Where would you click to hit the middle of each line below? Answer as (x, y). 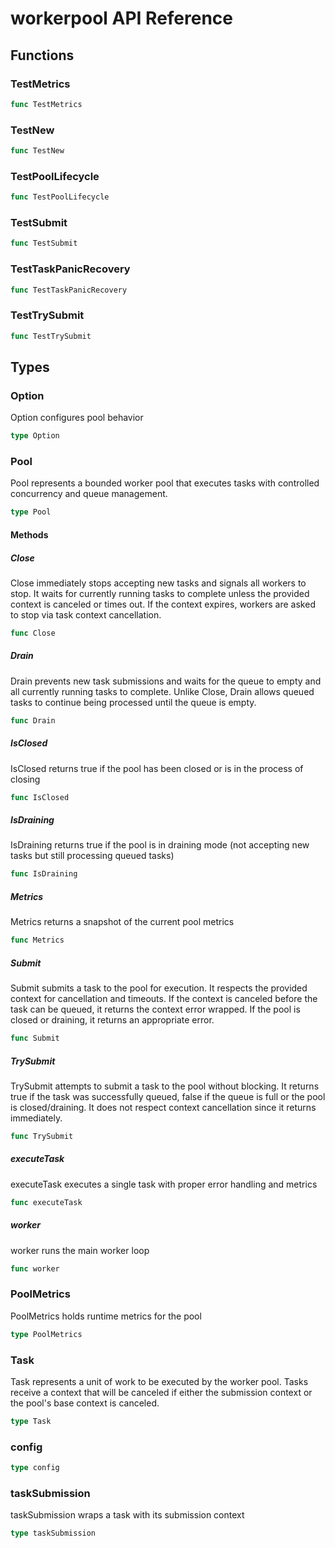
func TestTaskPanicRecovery (69, 290)
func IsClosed (40, 797)
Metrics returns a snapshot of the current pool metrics (122, 922)
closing (25, 779)
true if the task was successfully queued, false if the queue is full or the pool (168, 1096)
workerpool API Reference (122, 18)
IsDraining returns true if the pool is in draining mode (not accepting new (160, 845)
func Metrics (37, 940)
